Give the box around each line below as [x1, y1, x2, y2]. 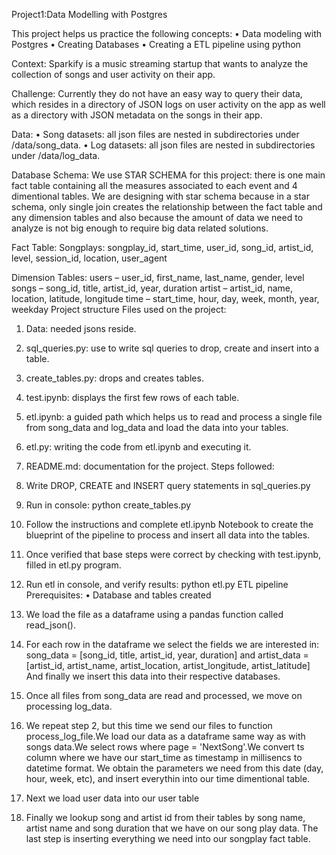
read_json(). [25, 619, 76, 631]
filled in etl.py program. [25, 559, 122, 571]
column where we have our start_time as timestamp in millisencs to [25, 752, 303, 763]
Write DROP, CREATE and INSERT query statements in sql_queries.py [25, 480, 311, 491]
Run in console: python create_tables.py [25, 499, 192, 511]
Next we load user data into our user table [25, 792, 200, 804]
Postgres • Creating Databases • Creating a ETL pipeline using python [11, 39, 301, 50]
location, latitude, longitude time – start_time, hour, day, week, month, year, [11, 293, 320, 304]
